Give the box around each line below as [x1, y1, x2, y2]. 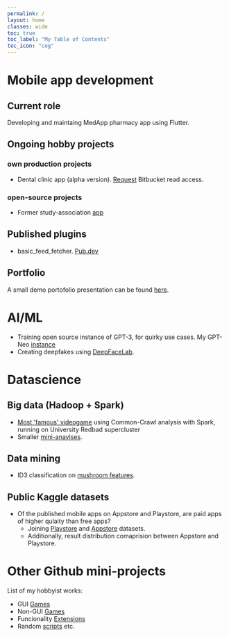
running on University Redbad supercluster [17, 425, 141, 433]
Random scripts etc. [17, 622, 75, 631]
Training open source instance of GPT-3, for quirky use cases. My [17, 333, 206, 341]
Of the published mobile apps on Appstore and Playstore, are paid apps [17, 510, 222, 518]
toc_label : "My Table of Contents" [7, 36, 110, 43]
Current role [7, 100, 61, 112]
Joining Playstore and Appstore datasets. [27, 524, 146, 533]
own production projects [7, 159, 92, 169]
